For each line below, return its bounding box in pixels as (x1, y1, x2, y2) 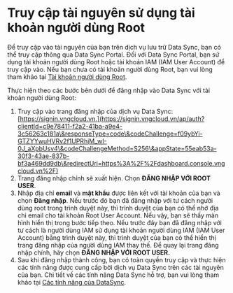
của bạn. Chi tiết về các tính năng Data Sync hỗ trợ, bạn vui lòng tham (17, 271, 220, 279)
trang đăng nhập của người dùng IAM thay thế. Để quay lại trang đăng (17, 241, 219, 249)
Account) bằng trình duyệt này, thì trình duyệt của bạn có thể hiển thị (17, 233, 217, 242)
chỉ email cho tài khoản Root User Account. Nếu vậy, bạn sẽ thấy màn (17, 211, 219, 220)
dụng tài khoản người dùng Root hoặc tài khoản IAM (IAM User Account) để (7, 57, 225, 66)
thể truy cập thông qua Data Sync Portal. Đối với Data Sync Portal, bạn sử (7, 50, 220, 59)
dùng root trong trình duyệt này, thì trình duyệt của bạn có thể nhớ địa (17, 203, 219, 212)
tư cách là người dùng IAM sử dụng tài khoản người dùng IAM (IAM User (17, 226, 225, 234)
